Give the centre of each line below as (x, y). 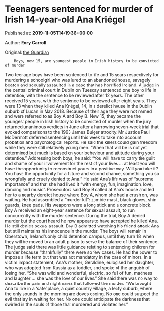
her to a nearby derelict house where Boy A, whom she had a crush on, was (82, 195)
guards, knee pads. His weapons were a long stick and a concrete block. (78, 205)
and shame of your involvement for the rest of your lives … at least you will (80, 163)
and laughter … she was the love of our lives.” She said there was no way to (81, 278)
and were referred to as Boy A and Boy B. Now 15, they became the (73, 116)
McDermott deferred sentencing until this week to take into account (73, 137)
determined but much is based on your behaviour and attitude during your (80, 153)
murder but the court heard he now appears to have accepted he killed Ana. (82, 221)
